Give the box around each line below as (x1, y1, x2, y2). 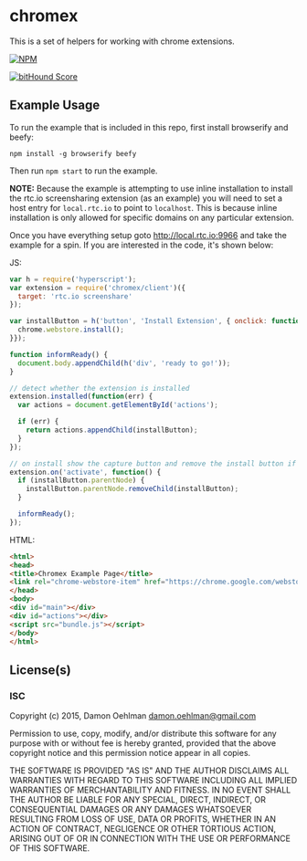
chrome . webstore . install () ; (17, 325, 125, 334)
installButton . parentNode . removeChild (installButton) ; (26, 485, 239, 494)
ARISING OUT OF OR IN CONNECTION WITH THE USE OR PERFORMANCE (9, 833, 291, 845)
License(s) (9, 662, 71, 677)
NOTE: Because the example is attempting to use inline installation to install (9, 183, 293, 194)
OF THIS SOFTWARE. (9, 843, 90, 854)
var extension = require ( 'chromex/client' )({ (9, 283, 185, 292)
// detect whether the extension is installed (9, 383, 190, 393)
